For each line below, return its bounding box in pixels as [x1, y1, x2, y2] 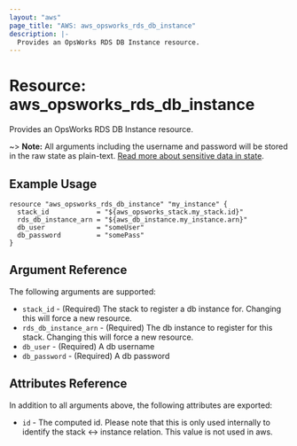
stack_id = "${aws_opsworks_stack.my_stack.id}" [17, 207, 244, 216]
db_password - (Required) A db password [21, 350, 170, 361]
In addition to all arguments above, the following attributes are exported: [9, 400, 273, 411]
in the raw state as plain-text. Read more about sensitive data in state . [9, 151, 264, 161]
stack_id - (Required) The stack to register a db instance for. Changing [21, 303, 282, 314]
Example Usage [9, 176, 98, 192]
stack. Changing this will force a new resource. [21, 332, 194, 342]
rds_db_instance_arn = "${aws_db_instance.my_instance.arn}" [17, 215, 248, 224]
